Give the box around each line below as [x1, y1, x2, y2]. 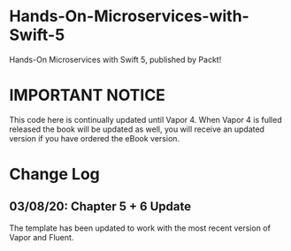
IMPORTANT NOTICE [9, 86, 166, 105]
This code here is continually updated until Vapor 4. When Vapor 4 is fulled [9, 114, 282, 125]
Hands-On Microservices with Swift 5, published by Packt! [9, 54, 222, 65]
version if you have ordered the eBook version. [9, 133, 180, 143]
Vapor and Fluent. [9, 232, 74, 242]
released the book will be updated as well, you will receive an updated [9, 124, 265, 134]
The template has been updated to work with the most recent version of [9, 223, 272, 233]
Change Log [9, 164, 100, 185]
